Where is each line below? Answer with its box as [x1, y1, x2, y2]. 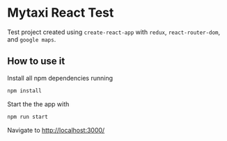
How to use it [7, 56, 65, 67]
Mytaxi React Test [7, 5, 114, 21]
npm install [7, 87, 42, 94]
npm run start [7, 113, 49, 120]
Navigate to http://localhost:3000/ [7, 126, 105, 134]
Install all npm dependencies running [7, 74, 113, 82]
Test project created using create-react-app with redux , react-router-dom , [7, 28, 221, 36]
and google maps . [7, 35, 56, 43]
